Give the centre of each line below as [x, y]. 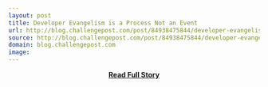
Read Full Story [134, 75]
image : [19, 52]
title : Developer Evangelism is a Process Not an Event [103, 23]
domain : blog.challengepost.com [62, 45]
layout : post [30, 15]
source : [21, 38]
